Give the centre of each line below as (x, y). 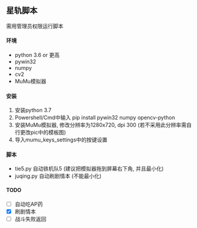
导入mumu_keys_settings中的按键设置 (61, 140)
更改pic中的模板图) (43, 133)
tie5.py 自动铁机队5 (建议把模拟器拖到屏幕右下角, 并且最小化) (89, 169)
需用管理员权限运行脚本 (35, 26)
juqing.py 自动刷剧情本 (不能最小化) (58, 176)
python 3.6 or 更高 (37, 55)
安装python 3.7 (33, 110)
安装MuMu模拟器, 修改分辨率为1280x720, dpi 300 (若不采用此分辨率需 (101, 125)
